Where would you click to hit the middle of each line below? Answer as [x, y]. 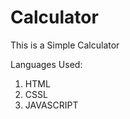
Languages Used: [46, 64]
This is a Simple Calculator [65, 45]
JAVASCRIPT [51, 105]
